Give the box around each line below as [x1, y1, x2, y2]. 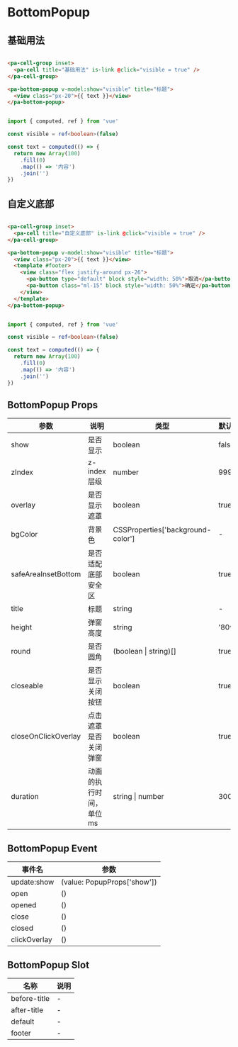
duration [11, 792, 39, 802]
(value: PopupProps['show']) [61, 877, 157, 887]
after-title [11, 1005, 44, 1014]
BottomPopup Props [7, 398, 98, 411]
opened [11, 900, 37, 910]
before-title [11, 994, 50, 1003]
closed [11, 923, 34, 933]
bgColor [11, 530, 38, 539]
